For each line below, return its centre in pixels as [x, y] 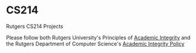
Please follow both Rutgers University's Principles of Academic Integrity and [98, 37]
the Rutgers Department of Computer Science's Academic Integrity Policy [95, 44]
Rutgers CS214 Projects [35, 26]
